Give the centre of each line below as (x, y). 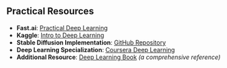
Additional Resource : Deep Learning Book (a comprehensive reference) (118, 57)
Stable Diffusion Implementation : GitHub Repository (91, 42)
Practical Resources (50, 11)
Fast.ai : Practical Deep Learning (62, 27)
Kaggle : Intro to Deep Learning (60, 35)
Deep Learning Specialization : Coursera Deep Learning (96, 49)
